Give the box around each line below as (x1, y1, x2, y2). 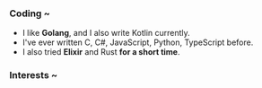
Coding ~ (9, 7, 51, 20)
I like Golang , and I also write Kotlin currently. (22, 28, 190, 39)
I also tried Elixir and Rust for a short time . (22, 47, 180, 57)
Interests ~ (9, 69, 58, 82)
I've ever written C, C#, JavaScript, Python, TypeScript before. (22, 37, 254, 48)
